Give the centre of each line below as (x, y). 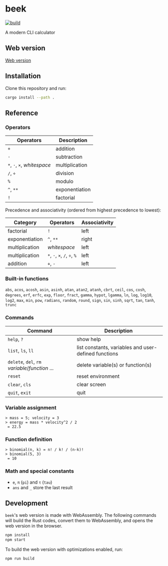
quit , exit (19, 392)
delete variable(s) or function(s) (114, 365)
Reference (22, 113)
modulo (64, 181)
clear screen (91, 384)
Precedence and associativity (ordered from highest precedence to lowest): (83, 210)
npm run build (20, 559)
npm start (15, 540)
